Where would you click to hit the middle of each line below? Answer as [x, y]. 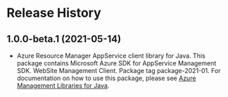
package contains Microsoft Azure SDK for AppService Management [116, 63]
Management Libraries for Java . [63, 85]
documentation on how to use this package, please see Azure [106, 78]
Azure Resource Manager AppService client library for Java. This [111, 56]
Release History [54, 13]
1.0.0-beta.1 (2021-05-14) [64, 39]
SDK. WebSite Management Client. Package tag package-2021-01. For [119, 71]
